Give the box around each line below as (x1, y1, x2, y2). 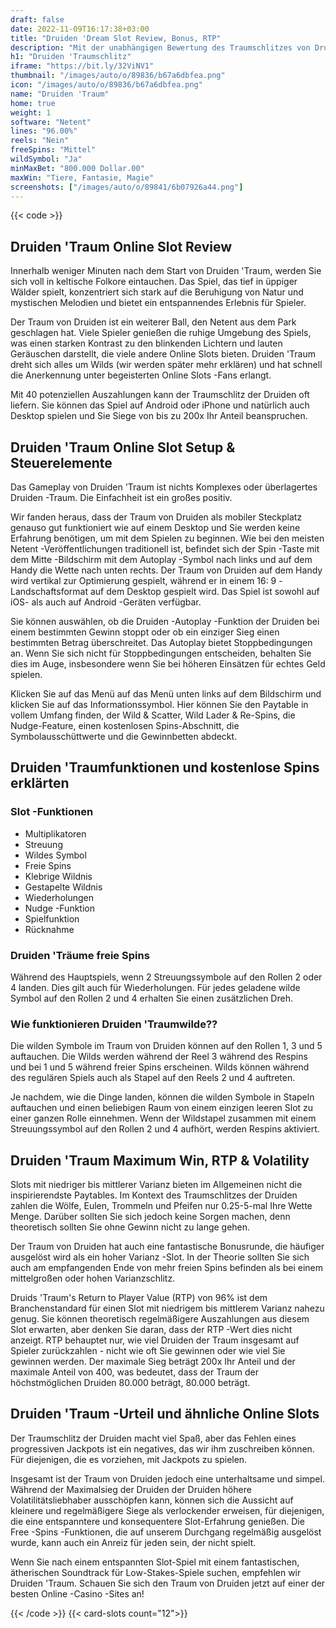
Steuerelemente (10, 454, 113, 471)
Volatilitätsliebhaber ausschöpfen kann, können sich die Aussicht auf (10, 1494, 294, 1506)
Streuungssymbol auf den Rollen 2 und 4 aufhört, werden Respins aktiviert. (10, 1123, 320, 1135)
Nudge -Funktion (24, 902, 95, 914)
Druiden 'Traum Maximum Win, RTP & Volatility (10, 1152, 310, 1169)
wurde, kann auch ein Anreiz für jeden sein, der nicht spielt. (10, 1536, 257, 1548)
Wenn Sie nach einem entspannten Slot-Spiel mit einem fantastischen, (10, 1556, 300, 1568)
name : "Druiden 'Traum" (10, 89, 110, 99)
